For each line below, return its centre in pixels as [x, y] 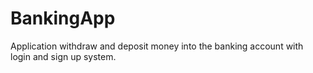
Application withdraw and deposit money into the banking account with [157, 46]
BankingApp [63, 18]
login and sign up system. [63, 56]
